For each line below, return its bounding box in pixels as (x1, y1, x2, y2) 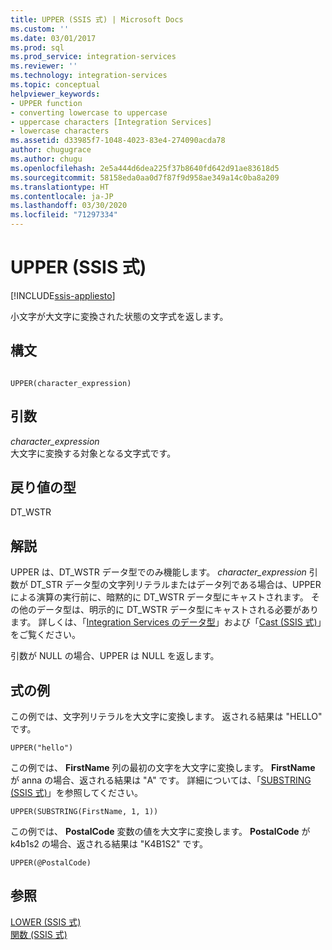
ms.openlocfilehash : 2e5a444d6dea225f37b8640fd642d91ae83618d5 (10, 163, 280, 173)
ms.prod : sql (10, 42, 65, 53)
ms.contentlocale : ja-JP (10, 191, 114, 201)
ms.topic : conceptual (10, 80, 101, 90)
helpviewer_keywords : (10, 89, 101, 99)
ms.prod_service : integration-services (10, 52, 177, 62)
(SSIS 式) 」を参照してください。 (10, 787, 144, 798)
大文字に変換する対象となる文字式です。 (10, 447, 177, 459)
